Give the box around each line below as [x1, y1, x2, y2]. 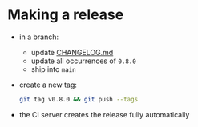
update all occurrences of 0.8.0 [30, 56, 137, 65]
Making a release [7, 6, 124, 24]
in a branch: [18, 32, 59, 42]
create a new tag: [18, 80, 78, 89]
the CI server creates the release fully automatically [18, 109, 190, 119]
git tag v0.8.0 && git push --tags [18, 95, 139, 103]
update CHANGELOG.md [30, 47, 114, 57]
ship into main [30, 64, 77, 73]
